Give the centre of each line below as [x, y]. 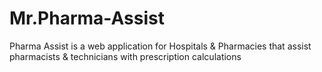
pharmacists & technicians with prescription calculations [125, 56]
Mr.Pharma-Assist [87, 18]
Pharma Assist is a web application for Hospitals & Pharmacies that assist [160, 46]
